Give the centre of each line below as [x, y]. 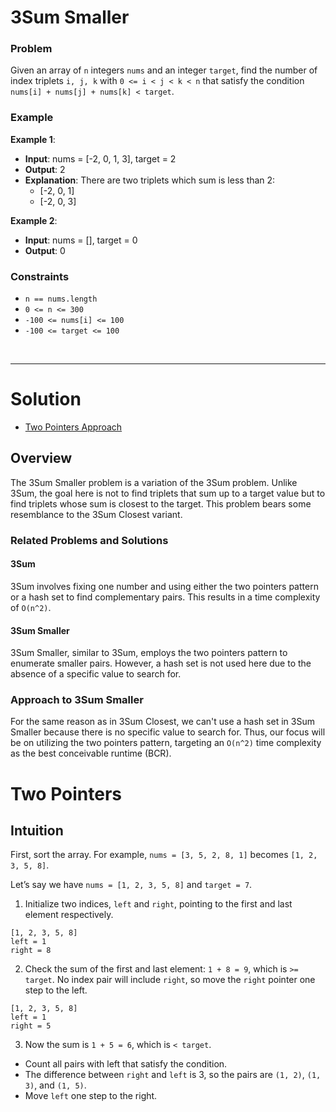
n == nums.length [61, 299]
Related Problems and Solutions [89, 540]
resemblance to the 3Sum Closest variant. [96, 514]
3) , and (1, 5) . [55, 1085]
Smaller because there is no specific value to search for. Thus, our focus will [168, 732]
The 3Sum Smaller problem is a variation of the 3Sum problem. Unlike [154, 482]
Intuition [37, 831]
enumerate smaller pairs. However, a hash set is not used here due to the [161, 663]
